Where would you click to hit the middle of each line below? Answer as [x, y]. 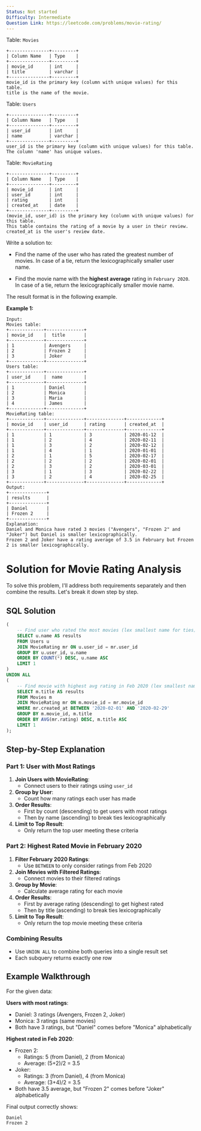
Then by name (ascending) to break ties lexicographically [95, 818]
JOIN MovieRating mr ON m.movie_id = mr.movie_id [80, 703]
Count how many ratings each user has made [80, 799]
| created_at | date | [42, 205]
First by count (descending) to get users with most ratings [95, 811]
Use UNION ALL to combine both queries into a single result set [91, 951]
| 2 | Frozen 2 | [46, 351]
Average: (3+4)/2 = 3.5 [52, 1082]
